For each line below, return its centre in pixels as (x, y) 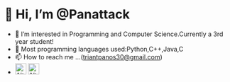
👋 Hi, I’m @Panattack (67, 14)
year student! (34, 41)
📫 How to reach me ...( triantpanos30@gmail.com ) (88, 57)
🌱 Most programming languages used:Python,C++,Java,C (99, 49)
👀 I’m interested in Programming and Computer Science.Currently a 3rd (119, 34)
